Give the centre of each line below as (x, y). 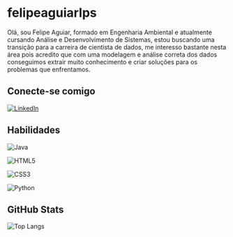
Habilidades (34, 130)
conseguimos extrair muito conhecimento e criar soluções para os (102, 62)
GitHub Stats (36, 209)
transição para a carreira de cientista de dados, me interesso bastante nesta (117, 47)
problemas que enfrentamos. (49, 69)
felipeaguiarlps (52, 13)
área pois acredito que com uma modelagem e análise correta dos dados (112, 55)
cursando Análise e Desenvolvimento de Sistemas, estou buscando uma (111, 39)
